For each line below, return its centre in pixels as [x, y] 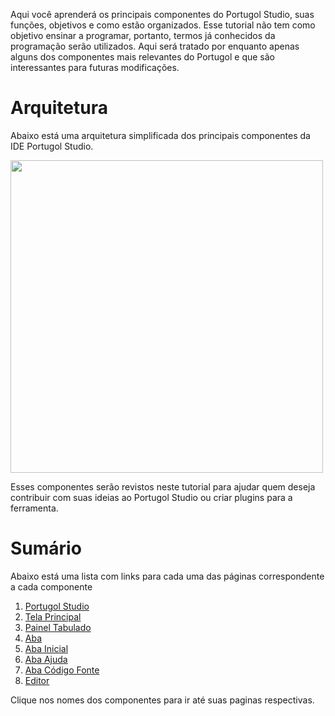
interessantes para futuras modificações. [95, 67]
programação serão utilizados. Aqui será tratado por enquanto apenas [155, 46]
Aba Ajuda [46, 659]
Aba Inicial [46, 648]
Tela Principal [53, 616]
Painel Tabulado [58, 627]
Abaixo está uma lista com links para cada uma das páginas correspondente [167, 576]
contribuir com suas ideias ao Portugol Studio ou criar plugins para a [151, 497]
